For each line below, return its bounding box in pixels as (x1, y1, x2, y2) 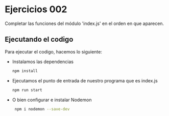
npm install (12, 68, 38, 73)
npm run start (12, 88, 42, 93)
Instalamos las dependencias (12, 59, 74, 65)
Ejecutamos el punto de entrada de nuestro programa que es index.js (12, 77, 158, 83)
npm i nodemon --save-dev (14, 106, 70, 111)
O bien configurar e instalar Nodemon (12, 97, 92, 103)
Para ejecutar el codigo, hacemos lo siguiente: (5, 48, 103, 54)
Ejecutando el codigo (5, 35, 74, 44)
